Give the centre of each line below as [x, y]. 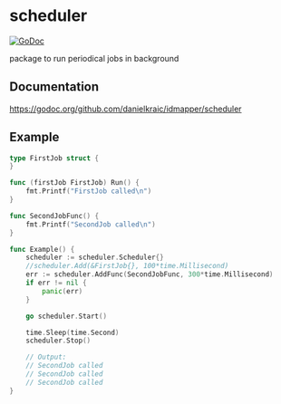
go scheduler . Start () [66, 316]
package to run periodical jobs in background [94, 58]
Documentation [54, 87]
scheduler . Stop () [58, 341]
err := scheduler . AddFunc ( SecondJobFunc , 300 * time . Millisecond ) [150, 274]
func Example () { [42, 249]
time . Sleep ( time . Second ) [73, 332]
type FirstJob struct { [54, 158]
